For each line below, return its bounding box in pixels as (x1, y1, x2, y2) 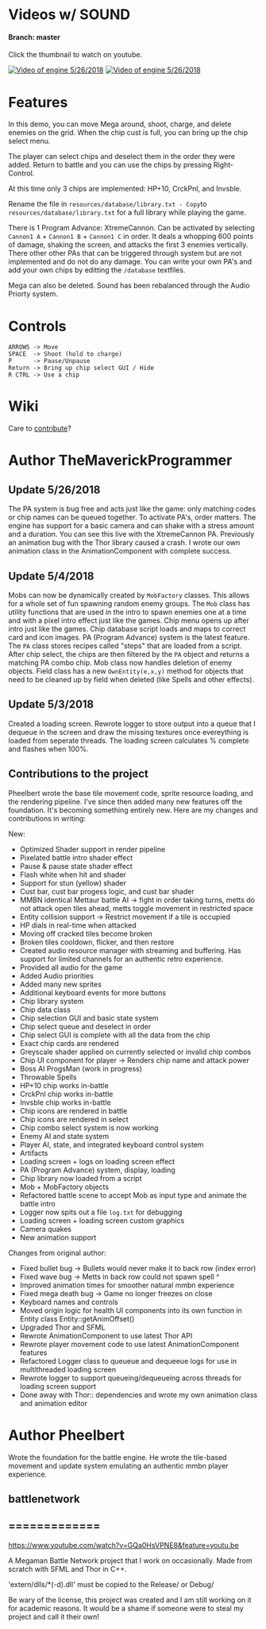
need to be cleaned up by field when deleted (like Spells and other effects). (8, 675, 255, 685)
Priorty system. (8, 289, 58, 299)
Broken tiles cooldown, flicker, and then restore (19, 937, 175, 947)
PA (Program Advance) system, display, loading (19, 1165, 176, 1175)
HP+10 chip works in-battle (19, 1080, 109, 1090)
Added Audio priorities (19, 971, 94, 980)
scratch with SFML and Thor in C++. (8, 1564, 127, 1573)
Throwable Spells (19, 1072, 77, 1082)
